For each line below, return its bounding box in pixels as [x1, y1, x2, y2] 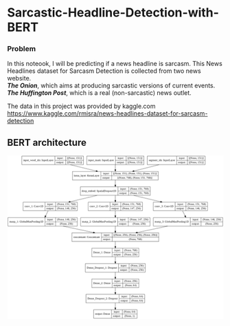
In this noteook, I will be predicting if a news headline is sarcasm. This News [7, 60, 223, 68]
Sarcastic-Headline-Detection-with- [7, 5, 220, 21]
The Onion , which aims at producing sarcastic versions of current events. [7, 81, 216, 90]
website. [7, 74, 32, 83]
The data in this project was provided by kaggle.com [7, 102, 156, 111]
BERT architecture [7, 136, 87, 149]
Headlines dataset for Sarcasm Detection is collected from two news [7, 67, 201, 75]
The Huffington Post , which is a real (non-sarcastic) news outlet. [7, 89, 192, 97]
